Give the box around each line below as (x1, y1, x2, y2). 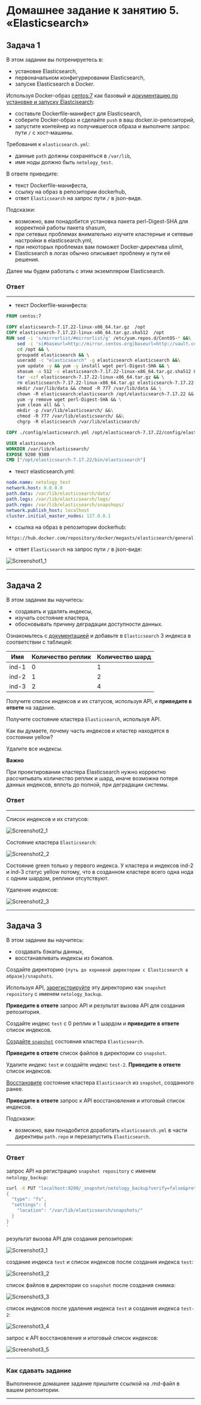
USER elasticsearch (6, 440, 55, 446)
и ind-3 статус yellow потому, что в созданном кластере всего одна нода (6, 868, 194, 875)
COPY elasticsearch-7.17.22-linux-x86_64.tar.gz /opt (6, 324, 146, 330)
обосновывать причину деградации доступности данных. (14, 620, 163, 628)
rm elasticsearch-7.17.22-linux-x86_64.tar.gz (17, 380, 135, 386)
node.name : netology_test (6, 480, 71, 486)
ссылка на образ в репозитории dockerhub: (14, 523, 127, 531)
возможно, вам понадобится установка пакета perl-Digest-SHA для (14, 218, 188, 225)
